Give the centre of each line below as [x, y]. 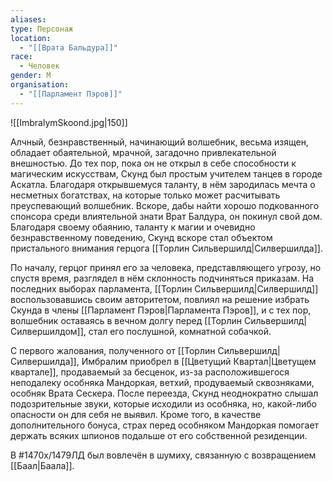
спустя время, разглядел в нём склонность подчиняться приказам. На [162, 278]
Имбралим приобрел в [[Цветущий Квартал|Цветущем [199, 361]
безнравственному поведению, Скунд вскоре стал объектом [141, 237]
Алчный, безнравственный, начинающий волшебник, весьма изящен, [159, 142]
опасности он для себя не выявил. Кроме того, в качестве [136, 414]
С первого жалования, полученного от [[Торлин [113, 350]
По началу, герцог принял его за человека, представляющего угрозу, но [166, 267]
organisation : [40, 85]
